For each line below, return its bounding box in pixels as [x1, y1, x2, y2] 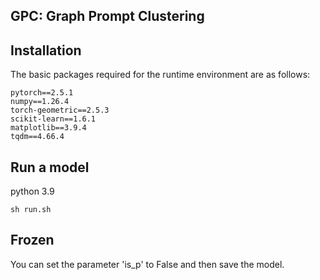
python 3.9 [10, 185, 55, 198]
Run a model [10, 159, 90, 176]
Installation [10, 42, 82, 59]
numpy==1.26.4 [10, 97, 70, 107]
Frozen [10, 232, 55, 249]
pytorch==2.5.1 [10, 88, 74, 98]
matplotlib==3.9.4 [10, 123, 87, 133]
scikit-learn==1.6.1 [10, 114, 97, 124]
